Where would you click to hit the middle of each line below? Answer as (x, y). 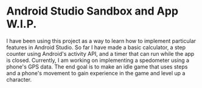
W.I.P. (22, 24)
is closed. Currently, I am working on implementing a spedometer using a (98, 60)
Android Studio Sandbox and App (92, 11)
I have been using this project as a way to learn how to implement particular (101, 41)
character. (19, 80)
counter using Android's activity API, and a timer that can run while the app (100, 53)
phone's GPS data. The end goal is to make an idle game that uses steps (97, 66)
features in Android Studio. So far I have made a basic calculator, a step (96, 47)
